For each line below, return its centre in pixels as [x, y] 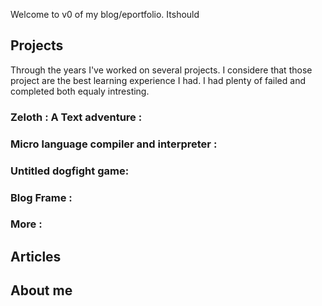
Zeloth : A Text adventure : [76, 117]
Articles [36, 256]
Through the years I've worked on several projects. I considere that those [161, 70]
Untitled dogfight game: [70, 171]
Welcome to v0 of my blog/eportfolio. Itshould [105, 14]
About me [41, 290]
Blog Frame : [41, 197]
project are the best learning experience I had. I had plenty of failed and [158, 80]
